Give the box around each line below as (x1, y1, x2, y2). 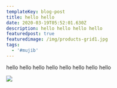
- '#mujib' (11, 48, 39, 54)
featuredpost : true (6, 31, 55, 37)
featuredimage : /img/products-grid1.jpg (6, 36, 109, 42)
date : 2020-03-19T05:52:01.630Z (6, 20, 87, 26)
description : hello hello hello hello (6, 25, 103, 32)
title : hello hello (6, 14, 55, 20)
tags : (6, 42, 20, 48)
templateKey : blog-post (6, 8, 66, 15)
